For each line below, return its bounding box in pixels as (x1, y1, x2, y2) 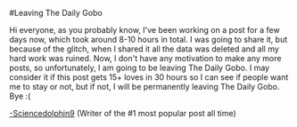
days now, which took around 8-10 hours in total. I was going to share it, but (9, 35, 288, 44)
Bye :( (9, 91, 31, 101)
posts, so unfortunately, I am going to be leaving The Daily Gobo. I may (9, 62, 270, 73)
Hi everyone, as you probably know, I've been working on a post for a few (9, 25, 280, 35)
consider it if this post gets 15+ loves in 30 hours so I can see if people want (9, 72, 289, 83)
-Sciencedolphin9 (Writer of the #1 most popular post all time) (9, 108, 236, 118)
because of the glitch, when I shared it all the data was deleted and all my (9, 44, 279, 54)
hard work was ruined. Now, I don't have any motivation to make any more (9, 53, 282, 63)
